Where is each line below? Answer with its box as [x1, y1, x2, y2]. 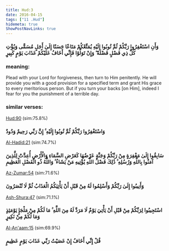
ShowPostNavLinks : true [6, 26, 56, 32]
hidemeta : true [6, 21, 38, 27]
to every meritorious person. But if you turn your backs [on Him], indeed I [6, 85, 159, 91]
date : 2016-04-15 [6, 12, 43, 17]
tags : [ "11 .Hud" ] [6, 17, 45, 22]
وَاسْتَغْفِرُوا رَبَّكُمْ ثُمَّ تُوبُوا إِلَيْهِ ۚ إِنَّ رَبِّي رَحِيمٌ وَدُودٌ [6, 128, 106, 135]
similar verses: [6, 104, 43, 111]
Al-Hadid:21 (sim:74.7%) [6, 139, 56, 145]
